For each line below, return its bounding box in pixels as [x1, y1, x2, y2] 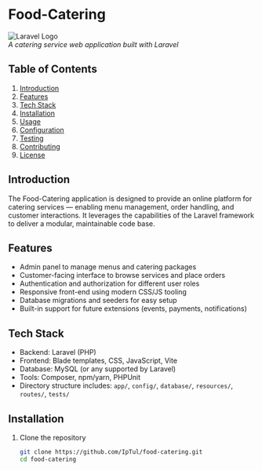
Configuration [19, 125, 64, 134]
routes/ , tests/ [19, 389, 70, 399]
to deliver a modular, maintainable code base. [8, 218, 155, 228]
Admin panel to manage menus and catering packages [19, 262, 197, 272]
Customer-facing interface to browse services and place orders [19, 271, 226, 280]
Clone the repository [19, 433, 86, 442]
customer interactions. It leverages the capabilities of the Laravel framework [8, 210, 255, 220]
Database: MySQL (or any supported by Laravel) [19, 364, 176, 374]
